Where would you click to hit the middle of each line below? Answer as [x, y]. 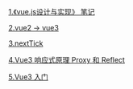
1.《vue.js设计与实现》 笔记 [52, 12]
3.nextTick [26, 43]
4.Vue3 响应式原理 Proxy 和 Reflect [66, 60]
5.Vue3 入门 [28, 77]
